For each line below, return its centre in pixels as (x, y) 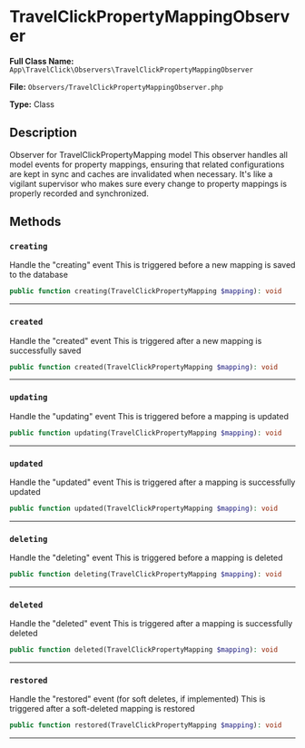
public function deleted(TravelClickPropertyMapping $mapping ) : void (144, 650)
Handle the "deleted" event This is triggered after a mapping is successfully (151, 624)
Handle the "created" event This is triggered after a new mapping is (136, 340)
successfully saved (45, 350)
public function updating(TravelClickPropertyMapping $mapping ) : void (146, 433)
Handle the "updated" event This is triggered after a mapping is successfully (152, 482)
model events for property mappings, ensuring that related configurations (147, 164)
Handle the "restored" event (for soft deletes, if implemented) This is (138, 699)
